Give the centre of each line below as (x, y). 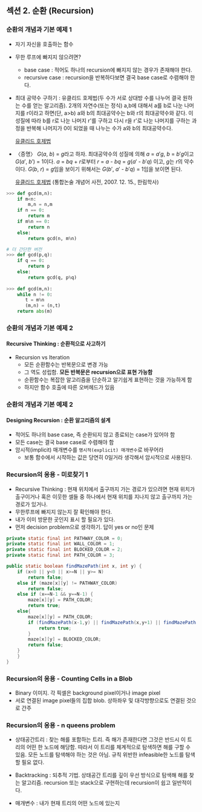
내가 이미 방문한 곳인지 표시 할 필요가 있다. (65, 519)
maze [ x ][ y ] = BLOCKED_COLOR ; (65, 639)
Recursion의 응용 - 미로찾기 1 (47, 474)
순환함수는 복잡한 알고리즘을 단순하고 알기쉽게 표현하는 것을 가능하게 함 (108, 380)
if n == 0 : (31, 210)
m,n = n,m (40, 205)
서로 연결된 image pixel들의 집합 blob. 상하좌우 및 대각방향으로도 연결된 (100, 701)
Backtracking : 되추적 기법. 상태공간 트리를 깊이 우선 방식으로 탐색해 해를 (101, 775)
